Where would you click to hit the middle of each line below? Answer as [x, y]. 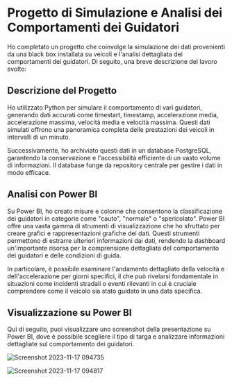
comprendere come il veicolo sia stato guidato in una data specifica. [105, 291]
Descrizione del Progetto [62, 91]
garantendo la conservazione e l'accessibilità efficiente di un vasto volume [114, 158]
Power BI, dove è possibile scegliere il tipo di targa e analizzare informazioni [116, 337]
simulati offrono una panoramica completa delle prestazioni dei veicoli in [111, 129]
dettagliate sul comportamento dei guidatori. [71, 344]
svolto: [17, 69]
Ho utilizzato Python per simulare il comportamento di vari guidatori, [105, 107]
